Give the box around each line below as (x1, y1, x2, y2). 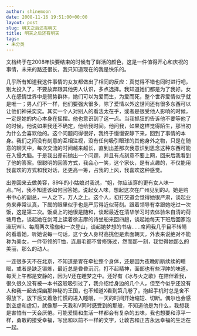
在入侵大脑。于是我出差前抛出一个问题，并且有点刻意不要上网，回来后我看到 (6, 151, 191, 159)
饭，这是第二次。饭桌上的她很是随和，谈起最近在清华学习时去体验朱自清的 (6, 208, 186, 215)
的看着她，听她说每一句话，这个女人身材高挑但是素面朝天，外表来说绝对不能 (6, 230, 191, 237)
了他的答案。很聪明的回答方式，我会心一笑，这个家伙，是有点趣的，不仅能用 (6, 159, 191, 166)
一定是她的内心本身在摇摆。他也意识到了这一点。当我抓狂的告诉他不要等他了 (6, 115, 191, 122)
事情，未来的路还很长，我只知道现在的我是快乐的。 (6, 65, 130, 72)
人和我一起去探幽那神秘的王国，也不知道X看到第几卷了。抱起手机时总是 (6, 287, 179, 294)
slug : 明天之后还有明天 (6, 25, 57, 31)
